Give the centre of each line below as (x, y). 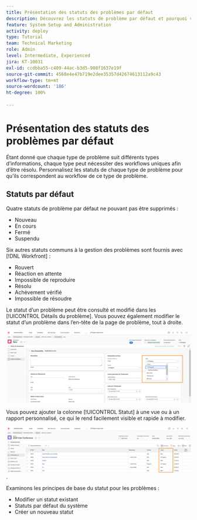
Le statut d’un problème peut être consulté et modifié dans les (81, 310)
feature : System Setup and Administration (59, 25)
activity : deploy (27, 31)
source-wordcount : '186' (36, 87)
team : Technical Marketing (39, 43)
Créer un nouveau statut (44, 512)
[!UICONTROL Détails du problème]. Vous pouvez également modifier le (93, 316)
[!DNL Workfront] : (28, 256)
